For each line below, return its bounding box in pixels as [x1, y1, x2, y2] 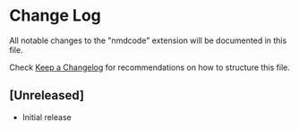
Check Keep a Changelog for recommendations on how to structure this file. [9, 62, 291, 73]
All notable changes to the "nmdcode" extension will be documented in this [9, 35, 287, 46]
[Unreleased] [9, 88, 85, 103]
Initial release [21, 111, 72, 122]
